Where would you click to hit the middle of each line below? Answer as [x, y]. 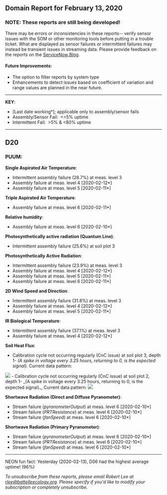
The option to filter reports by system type [56, 77]
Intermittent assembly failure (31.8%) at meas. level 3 [67, 300]
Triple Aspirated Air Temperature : [41, 198]
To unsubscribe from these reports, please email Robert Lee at [70, 477]
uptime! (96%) [20, 467]
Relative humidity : [24, 217]
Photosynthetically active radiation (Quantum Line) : [60, 236]
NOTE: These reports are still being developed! [63, 22]
